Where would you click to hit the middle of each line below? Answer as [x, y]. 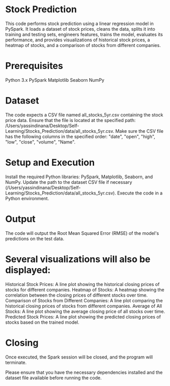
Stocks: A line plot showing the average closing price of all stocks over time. [85, 311]
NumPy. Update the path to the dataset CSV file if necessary [69, 182]
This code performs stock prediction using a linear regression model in [79, 23]
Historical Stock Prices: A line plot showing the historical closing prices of [82, 284]
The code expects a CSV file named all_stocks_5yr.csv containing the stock [84, 115]
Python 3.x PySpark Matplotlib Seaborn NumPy [55, 80]
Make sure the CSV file [139, 131]
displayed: [28, 270]
